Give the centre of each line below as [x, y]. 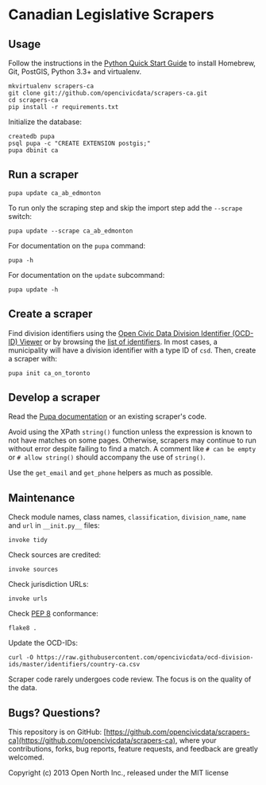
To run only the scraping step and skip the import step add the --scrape [125, 208]
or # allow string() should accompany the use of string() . [107, 457]
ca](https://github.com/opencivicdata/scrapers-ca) [92, 740]
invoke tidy [28, 540]
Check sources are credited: [55, 555]
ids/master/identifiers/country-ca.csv [74, 665]
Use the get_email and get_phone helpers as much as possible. [110, 473]
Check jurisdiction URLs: [48, 584]
